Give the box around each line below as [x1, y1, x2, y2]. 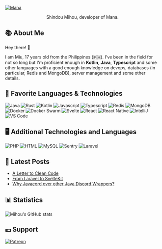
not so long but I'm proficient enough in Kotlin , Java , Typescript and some [5, 59, 157, 65]
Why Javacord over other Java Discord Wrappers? [12, 181, 115, 187]
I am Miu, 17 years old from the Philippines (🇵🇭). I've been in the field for [5, 54, 153, 60]
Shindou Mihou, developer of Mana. [46, 14, 119, 20]
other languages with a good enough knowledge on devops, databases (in [5, 64, 156, 71]
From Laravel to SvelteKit [12, 176, 63, 182]
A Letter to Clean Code [12, 170, 59, 176]
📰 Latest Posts [5, 157, 50, 166]
